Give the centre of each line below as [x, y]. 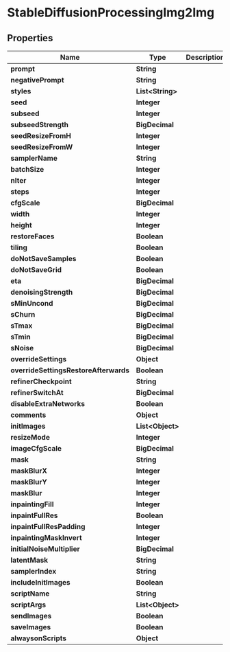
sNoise [22, 348]
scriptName [30, 594]
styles [21, 91]
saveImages [31, 627]
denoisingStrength [42, 292]
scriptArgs [28, 605]
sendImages [31, 616]
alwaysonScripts [39, 638]
